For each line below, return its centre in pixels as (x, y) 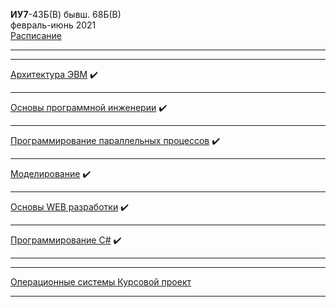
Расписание (36, 35)
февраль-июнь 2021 (53, 25)
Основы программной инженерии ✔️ (89, 107)
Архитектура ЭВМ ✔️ (54, 74)
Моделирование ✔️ (51, 173)
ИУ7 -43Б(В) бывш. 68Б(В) (66, 14)
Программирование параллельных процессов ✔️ (115, 140)
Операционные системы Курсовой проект (101, 282)
